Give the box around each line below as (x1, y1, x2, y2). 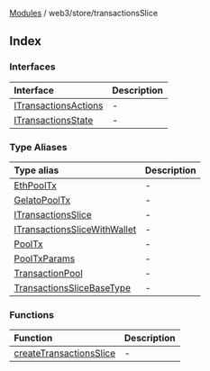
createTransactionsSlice (14, 347, 116, 359)
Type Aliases (9, 140, 68, 153)
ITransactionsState (14, 113, 94, 126)
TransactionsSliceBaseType (14, 281, 131, 294)
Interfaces (9, 60, 56, 73)
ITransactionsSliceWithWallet (14, 222, 137, 235)
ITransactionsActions (14, 99, 104, 112)
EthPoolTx (14, 179, 57, 192)
